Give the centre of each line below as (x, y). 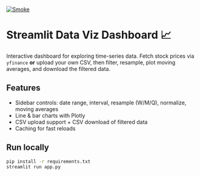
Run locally (28, 148)
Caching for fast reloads (45, 128)
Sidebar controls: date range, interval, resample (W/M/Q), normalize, (101, 103)
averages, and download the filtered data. (58, 69)
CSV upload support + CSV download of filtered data (81, 122)
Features (23, 88)
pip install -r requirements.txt (48, 161)
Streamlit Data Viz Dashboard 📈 (89, 35)
